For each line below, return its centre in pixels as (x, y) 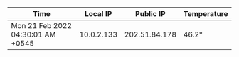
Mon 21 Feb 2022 (42, 26)
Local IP (98, 14)
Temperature (206, 14)
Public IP (150, 14)
